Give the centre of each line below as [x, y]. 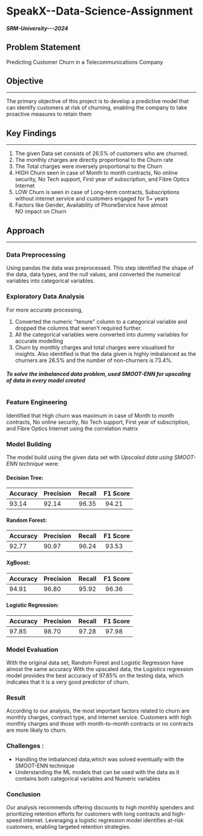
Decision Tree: [25, 478]
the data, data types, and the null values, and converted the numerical [93, 275]
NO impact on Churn [40, 212]
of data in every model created [46, 381]
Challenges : [25, 746]
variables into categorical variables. [50, 281]
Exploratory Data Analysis [45, 296]
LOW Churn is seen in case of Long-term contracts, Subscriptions [97, 192]
